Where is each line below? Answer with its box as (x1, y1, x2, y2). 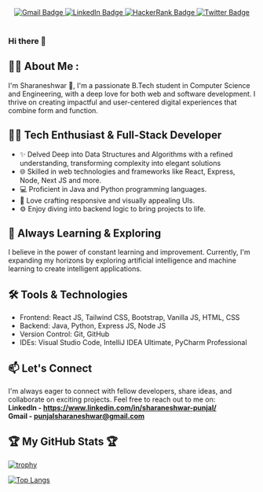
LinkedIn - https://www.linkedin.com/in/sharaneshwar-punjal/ (8, 402, 217, 412)
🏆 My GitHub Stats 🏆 (8, 435, 118, 449)
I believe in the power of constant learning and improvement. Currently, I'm (8, 248, 250, 257)
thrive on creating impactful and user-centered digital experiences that (8, 97, 237, 107)
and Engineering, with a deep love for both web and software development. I (8, 89, 256, 98)
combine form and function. (8, 105, 98, 115)
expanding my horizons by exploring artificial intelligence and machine (8, 255, 237, 266)
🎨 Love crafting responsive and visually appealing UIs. (19, 196, 195, 205)
